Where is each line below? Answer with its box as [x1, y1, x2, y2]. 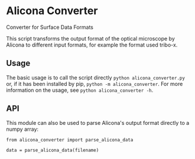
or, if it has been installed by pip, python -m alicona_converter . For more [6, 80, 183, 87]
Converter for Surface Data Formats [6, 24, 93, 31]
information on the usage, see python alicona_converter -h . [6, 87, 154, 94]
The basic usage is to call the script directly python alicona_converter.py [6, 74, 185, 81]
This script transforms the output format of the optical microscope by [6, 35, 175, 42]
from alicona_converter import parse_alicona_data [6, 137, 134, 143]
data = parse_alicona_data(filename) [6, 147, 99, 153]
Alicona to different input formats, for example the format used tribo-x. [6, 41, 178, 48]
